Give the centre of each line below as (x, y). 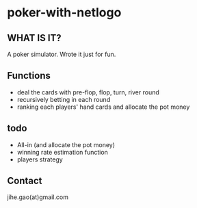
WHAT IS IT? (34, 38)
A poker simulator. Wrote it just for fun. (62, 54)
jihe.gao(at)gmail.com (38, 197)
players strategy (40, 159)
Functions (29, 76)
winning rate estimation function (62, 152)
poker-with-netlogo (64, 13)
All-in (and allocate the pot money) (66, 144)
